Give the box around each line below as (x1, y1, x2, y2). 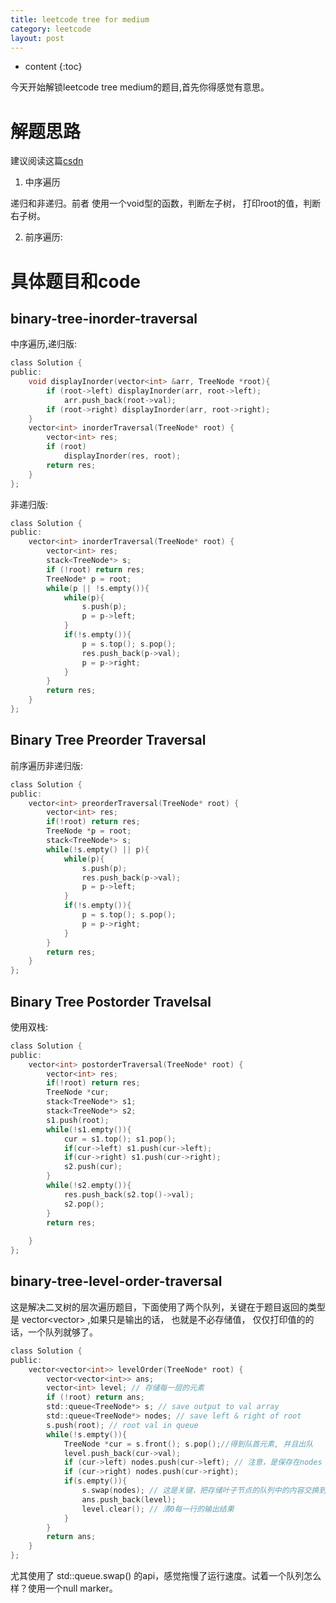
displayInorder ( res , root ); (63, 451, 182, 461)
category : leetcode (10, 24, 92, 34)
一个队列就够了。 (27, 1326, 98, 1338)
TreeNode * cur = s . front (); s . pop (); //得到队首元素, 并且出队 (63, 1439, 314, 1449)
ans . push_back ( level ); (81, 1494, 177, 1505)
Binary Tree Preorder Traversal (10, 732, 207, 749)
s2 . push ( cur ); (63, 1162, 123, 1172)
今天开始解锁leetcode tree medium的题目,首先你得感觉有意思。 (10, 81, 270, 93)
